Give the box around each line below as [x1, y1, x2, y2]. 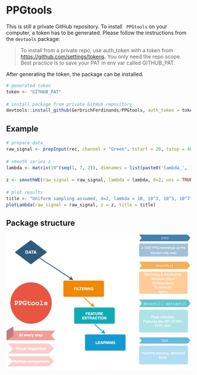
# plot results [6, 190, 43, 195]
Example [6, 124, 39, 134]
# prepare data [6, 140, 43, 146]
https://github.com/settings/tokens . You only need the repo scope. [20, 53, 182, 60]
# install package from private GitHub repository [6, 101, 133, 107]
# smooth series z [6, 158, 51, 164]
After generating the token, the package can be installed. [6, 70, 144, 77]
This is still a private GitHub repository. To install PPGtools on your [6, 23, 168, 30]
